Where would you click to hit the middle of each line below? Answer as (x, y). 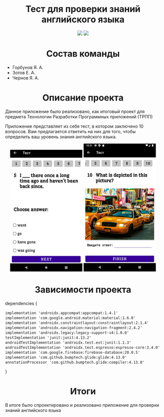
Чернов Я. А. (26, 78)
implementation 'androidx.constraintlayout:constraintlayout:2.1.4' (77, 323)
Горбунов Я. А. (28, 67)
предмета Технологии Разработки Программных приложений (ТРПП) (79, 116)
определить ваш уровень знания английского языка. (61, 137)
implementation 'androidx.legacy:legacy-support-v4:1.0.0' (67, 333)
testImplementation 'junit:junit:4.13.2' (48, 338)
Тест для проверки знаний (83, 9)
